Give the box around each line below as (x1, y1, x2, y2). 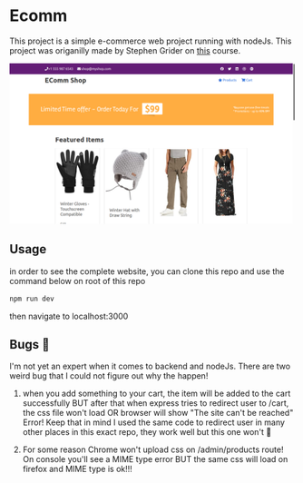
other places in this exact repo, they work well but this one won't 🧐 (22, 427, 272, 438)
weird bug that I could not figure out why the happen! (9, 370, 209, 381)
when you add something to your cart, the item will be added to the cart (22, 388, 291, 399)
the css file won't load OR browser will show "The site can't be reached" (22, 408, 294, 419)
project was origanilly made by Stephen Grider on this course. (9, 44, 241, 55)
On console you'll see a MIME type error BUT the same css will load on (22, 454, 288, 465)
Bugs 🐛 (9, 337, 50, 352)
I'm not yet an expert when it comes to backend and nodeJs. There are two (9, 360, 291, 372)
